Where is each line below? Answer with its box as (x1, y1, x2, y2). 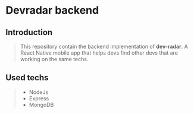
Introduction (5, 27, 53, 37)
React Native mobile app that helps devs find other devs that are (20, 49, 178, 56)
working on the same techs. (20, 56, 89, 62)
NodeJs (29, 88, 49, 96)
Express (29, 94, 49, 102)
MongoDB (29, 101, 54, 108)
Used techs (5, 72, 49, 83)
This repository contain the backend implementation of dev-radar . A (20, 43, 188, 50)
